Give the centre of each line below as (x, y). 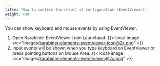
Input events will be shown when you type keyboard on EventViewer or (83, 48)
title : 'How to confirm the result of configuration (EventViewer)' (76, 10)
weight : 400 (17, 14)
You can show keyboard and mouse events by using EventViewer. (71, 28)
